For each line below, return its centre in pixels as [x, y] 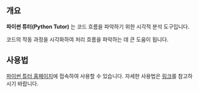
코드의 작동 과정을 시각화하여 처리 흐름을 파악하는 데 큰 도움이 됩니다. [87, 39]
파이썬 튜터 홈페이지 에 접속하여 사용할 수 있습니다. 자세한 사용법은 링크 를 [91, 76]
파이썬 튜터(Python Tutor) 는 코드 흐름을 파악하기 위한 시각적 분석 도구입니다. [98, 27]
